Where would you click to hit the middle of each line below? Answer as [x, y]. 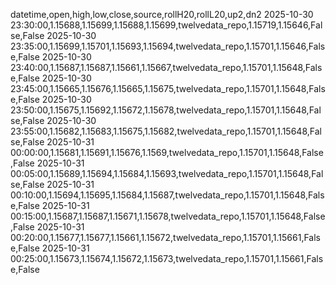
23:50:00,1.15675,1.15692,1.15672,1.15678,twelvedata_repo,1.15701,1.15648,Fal [166, 110]
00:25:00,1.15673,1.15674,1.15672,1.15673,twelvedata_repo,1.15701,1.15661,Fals [167, 258]
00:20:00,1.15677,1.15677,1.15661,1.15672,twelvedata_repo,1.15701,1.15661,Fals [166, 237]
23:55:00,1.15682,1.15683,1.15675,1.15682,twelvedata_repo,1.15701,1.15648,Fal [166, 131]
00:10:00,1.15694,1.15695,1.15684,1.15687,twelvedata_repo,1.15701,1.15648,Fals [167, 195]
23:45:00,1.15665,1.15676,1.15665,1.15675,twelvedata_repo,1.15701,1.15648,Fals [168, 88]
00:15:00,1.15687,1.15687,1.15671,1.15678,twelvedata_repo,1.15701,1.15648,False [168, 216]
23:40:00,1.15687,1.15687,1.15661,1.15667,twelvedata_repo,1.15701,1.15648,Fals [166, 67]
